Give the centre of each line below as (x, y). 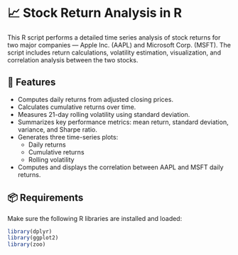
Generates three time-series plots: (68, 137)
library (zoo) (27, 244)
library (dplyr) (30, 231)
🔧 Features (32, 83)
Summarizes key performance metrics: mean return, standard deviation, (123, 122)
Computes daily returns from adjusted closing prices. (96, 99)
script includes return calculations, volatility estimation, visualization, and (114, 52)
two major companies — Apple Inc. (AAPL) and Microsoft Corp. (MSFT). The (119, 45)
